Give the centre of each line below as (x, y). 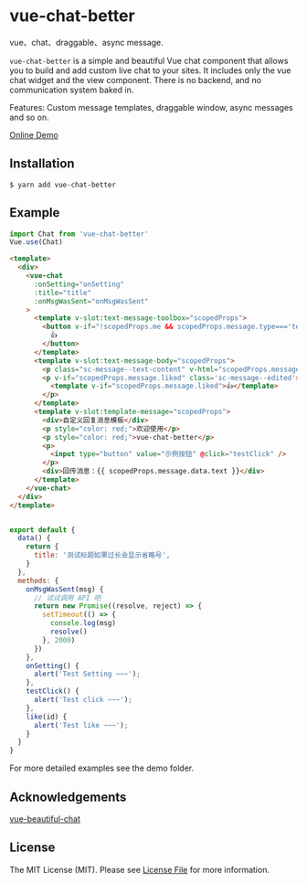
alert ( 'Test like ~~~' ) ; (81, 725)
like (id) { (47, 717)
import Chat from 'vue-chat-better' (79, 234)
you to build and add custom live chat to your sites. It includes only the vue (150, 70)
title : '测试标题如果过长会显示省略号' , (102, 555)
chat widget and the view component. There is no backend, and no (136, 80)
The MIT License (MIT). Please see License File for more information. (139, 869)
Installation (42, 164)
